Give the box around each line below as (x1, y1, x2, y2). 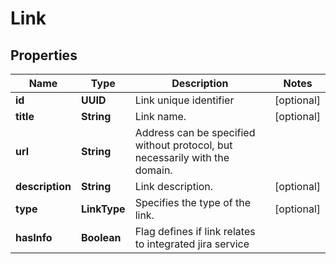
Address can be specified (134, 126, 256, 139)
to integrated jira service (134, 237, 250, 251)
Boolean (80, 231, 122, 244)
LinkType (80, 202, 126, 216)
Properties (10, 47, 78, 64)
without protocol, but (134, 138, 233, 152)
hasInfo (15, 231, 53, 244)
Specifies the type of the (134, 196, 252, 209)
